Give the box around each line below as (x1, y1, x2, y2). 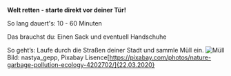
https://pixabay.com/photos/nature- (109, 53, 212, 61)
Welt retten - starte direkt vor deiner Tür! (7, 6, 126, 14)
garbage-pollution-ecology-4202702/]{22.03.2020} (7, 61, 155, 68)
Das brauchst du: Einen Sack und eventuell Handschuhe (7, 32, 167, 41)
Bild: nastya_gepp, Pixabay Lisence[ (7, 53, 110, 61)
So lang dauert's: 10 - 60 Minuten (7, 19, 102, 27)
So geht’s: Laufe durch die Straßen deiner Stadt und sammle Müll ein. (7, 46, 205, 54)
